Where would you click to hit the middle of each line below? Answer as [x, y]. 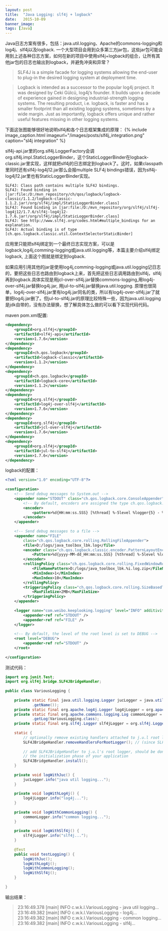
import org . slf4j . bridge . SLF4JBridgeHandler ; [53, 682]
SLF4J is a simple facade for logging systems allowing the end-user [87, 72]
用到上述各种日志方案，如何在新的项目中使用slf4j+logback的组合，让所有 [80, 56]
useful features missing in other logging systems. [68, 119]
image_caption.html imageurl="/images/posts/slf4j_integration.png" [75, 136]
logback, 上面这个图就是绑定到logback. [45, 256]
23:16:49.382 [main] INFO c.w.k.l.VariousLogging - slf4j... [76, 923]
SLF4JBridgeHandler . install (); [56, 761]
